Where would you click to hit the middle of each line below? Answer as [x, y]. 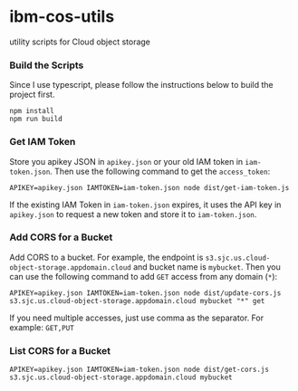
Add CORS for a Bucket [61, 237]
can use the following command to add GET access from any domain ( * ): [144, 276]
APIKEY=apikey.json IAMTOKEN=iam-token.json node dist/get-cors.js [139, 370]
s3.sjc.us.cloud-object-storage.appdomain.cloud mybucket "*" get [137, 300]
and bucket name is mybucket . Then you [207, 267]
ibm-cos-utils [62, 17]
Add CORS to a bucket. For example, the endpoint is [106, 257]
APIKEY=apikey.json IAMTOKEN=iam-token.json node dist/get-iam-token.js [149, 187]
